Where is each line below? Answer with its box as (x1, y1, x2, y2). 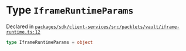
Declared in (6, 23, 34, 30)
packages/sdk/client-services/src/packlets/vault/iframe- (35, 24, 180, 30)
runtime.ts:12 (6, 29, 41, 35)
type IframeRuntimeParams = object (6, 39, 93, 45)
